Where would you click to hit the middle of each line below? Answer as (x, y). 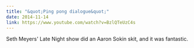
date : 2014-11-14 (27, 17)
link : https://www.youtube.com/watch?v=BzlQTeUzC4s (71, 22)
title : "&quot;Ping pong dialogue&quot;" (58, 11)
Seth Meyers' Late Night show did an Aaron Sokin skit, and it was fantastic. (97, 39)
